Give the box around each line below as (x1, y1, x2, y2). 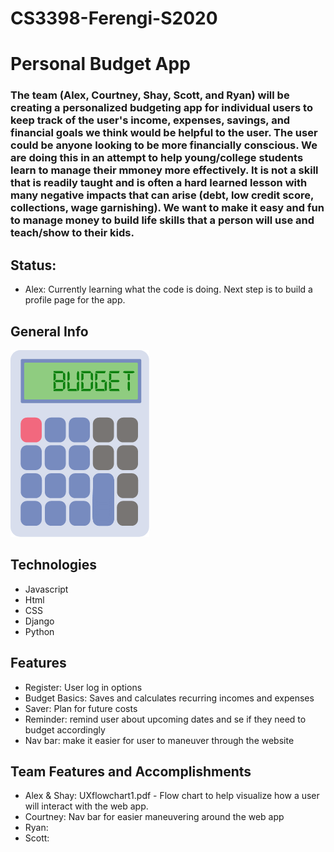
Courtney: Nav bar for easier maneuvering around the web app (24, 811, 285, 823)
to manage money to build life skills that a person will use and (10, 213, 315, 227)
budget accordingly (24, 723, 106, 736)
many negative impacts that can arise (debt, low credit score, (10, 188, 314, 202)
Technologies (10, 557, 98, 574)
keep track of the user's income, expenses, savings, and (10, 113, 291, 127)
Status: (10, 257, 57, 274)
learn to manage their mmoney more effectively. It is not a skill (10, 163, 319, 177)
